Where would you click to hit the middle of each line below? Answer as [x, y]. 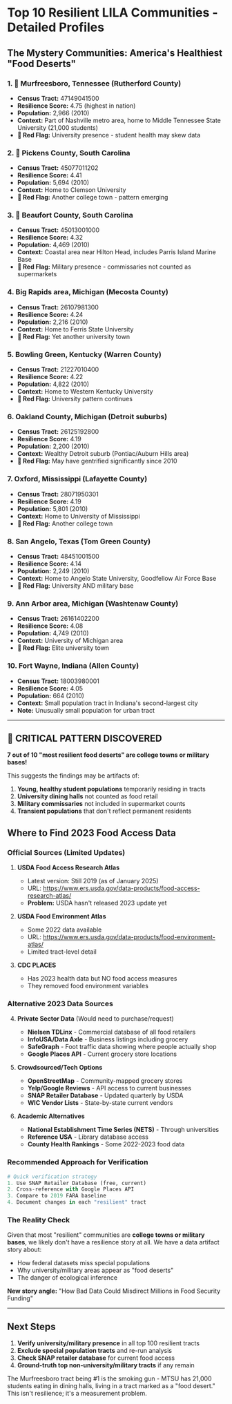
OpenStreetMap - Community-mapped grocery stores [105, 1081]
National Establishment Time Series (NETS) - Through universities [123, 1130]
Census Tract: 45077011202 [58, 168]
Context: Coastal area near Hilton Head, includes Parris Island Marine [116, 252]
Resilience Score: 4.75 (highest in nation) [76, 106]
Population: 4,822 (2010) [53, 384]
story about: [25, 1250]
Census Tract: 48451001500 [58, 556]
